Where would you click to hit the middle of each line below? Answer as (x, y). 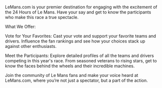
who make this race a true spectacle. (42, 17)
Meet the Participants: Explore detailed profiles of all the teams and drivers (80, 56)
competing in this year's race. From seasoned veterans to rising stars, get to (81, 61)
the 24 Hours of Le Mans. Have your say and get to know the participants (78, 12)
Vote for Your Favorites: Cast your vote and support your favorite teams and (81, 36)
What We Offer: (21, 27)
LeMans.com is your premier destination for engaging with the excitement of (81, 7)
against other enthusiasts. (31, 46)
